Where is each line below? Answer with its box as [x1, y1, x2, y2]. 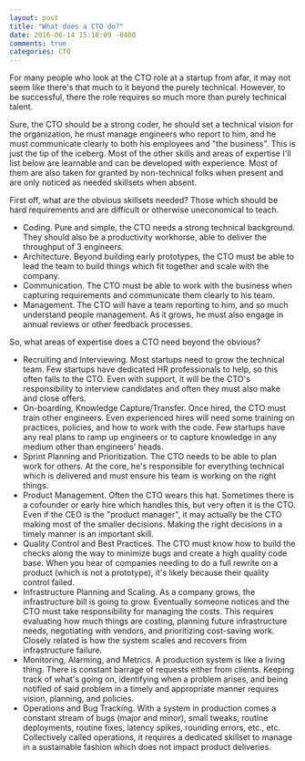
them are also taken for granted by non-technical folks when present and [9, 168, 284, 179]
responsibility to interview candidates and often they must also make [22, 384, 280, 395]
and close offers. [22, 393, 86, 404]
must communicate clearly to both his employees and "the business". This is [9, 139, 296, 149]
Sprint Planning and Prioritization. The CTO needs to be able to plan [22, 451, 278, 462]
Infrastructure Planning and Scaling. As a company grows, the [22, 587, 256, 598]
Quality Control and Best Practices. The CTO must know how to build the [22, 539, 296, 550]
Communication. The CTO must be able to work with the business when [22, 280, 293, 292]
